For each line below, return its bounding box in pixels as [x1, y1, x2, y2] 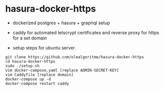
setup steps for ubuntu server [12, 44, 75, 51]
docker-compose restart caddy [5, 81, 70, 86]
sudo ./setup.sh [5, 63, 40, 68]
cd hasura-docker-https [5, 59, 56, 64]
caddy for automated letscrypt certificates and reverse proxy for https [12, 29, 159, 35]
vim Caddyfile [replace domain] [5, 72, 74, 77]
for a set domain [12, 35, 47, 41]
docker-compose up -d [5, 76, 51, 81]
